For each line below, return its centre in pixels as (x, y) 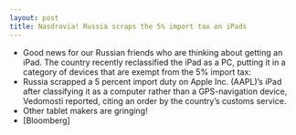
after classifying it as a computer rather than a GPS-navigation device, (155, 91)
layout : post (34, 18)
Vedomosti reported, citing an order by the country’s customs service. (154, 100)
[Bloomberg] (46, 120)
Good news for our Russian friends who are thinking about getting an (153, 52)
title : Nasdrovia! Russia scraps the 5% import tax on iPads (128, 26)
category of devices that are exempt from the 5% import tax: (137, 72)
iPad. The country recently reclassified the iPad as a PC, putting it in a (154, 62)
